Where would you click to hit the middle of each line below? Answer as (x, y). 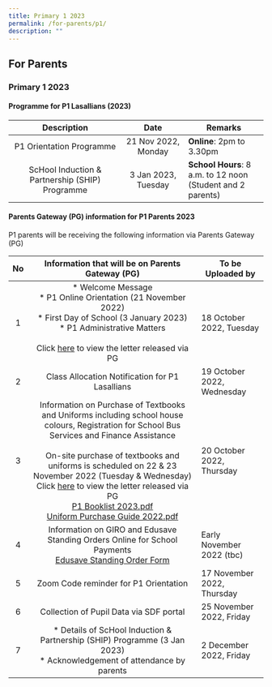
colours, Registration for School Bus (112, 425)
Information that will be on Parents (113, 264)
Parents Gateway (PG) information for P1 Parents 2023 (102, 217)
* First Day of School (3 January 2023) (113, 318)
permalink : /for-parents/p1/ (57, 24)
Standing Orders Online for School (113, 540)
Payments (113, 550)
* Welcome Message (113, 287)
